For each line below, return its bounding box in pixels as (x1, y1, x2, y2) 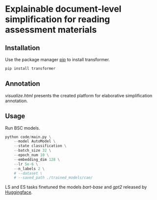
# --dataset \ (14, 171, 43, 176)
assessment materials (5, 24, 97, 35)
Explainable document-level (5, 3, 122, 15)
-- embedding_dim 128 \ (14, 157, 60, 162)
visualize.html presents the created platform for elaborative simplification (5, 92, 153, 98)
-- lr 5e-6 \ (14, 161, 38, 167)
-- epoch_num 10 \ (14, 153, 49, 157)
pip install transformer (5, 66, 56, 71)
